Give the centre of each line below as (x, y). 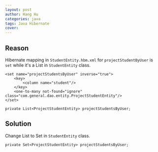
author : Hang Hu (22, 14)
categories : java (23, 19)
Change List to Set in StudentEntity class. (47, 136)
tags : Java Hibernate (27, 23)
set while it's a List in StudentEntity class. (48, 65)
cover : (12, 28)
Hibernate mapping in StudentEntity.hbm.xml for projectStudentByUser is (79, 60)
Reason (17, 48)
